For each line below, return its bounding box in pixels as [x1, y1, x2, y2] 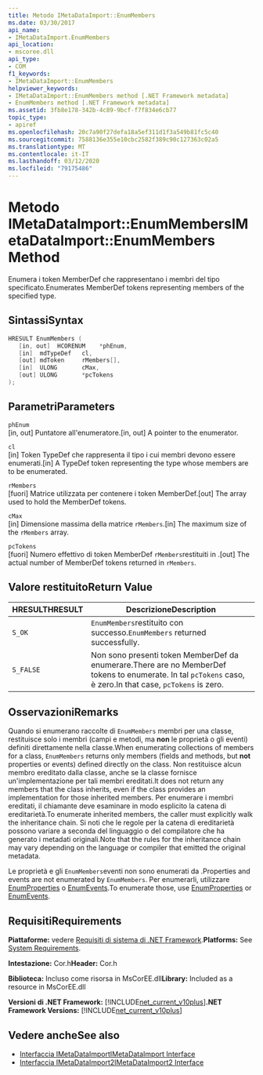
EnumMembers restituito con [91, 617, 184, 628]
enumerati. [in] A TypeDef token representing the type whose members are [8, 458, 249, 468]
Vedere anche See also [8, 1029, 120, 1042]
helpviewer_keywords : [8, 84, 79, 93]
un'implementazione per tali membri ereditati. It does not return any [8, 776, 225, 785]
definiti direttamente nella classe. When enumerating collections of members [8, 743, 254, 752]
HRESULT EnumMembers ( [8, 334, 82, 342]
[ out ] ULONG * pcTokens [18, 371, 113, 379]
